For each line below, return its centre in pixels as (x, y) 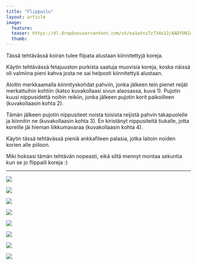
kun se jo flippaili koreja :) (37, 162)
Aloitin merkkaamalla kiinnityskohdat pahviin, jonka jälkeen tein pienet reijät (97, 85)
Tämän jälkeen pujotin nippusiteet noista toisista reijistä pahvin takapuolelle (97, 115)
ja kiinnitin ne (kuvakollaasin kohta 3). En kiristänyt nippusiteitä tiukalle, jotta (98, 121)
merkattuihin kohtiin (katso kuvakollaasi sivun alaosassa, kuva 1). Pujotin (93, 91)
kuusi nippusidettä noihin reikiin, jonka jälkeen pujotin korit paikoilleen (90, 97)
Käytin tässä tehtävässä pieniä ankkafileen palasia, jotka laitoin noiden (91, 138)
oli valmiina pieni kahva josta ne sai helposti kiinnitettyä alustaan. (84, 73)
